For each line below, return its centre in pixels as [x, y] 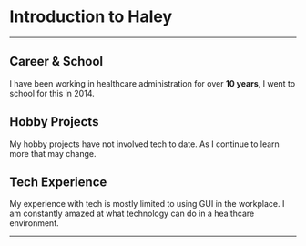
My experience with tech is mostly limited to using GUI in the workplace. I [147, 204]
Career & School [56, 61]
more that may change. [53, 153]
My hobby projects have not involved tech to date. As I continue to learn [144, 144]
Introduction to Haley [91, 17]
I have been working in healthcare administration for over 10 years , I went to [153, 83]
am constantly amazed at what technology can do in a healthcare [132, 214]
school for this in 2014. [52, 93]
